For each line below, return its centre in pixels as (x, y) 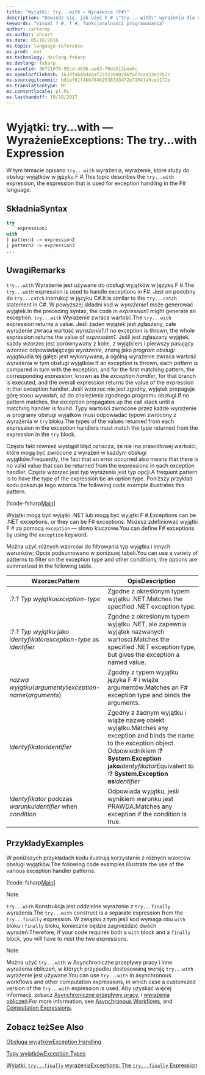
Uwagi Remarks (36, 270)
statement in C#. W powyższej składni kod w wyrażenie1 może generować (100, 304)
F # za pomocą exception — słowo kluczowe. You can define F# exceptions (100, 528)
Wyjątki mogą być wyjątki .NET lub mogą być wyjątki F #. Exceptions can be (101, 515)
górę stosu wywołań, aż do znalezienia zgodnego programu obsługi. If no (98, 395)
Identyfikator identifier (41, 747)
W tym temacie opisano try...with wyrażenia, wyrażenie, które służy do (98, 170)
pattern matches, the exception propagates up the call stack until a (90, 402)
